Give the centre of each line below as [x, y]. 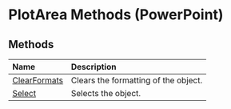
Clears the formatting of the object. [137, 80]
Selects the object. [106, 93]
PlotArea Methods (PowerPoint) [116, 15]
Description [94, 67]
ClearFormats [38, 80]
